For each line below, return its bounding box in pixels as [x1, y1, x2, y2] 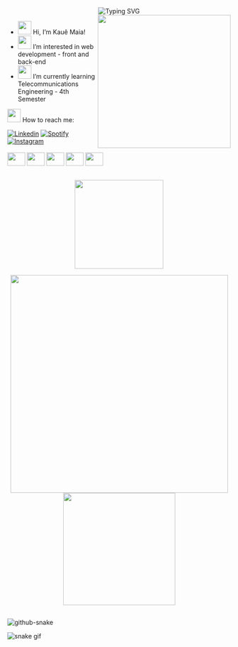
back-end [17, 58, 46, 66]
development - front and [17, 50, 90, 58]
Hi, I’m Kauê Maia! [33, 28, 86, 36]
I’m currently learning [33, 72, 96, 80]
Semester [17, 95, 46, 103]
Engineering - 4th [17, 87, 69, 95]
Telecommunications [17, 80, 79, 88]
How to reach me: [22, 116, 74, 124]
